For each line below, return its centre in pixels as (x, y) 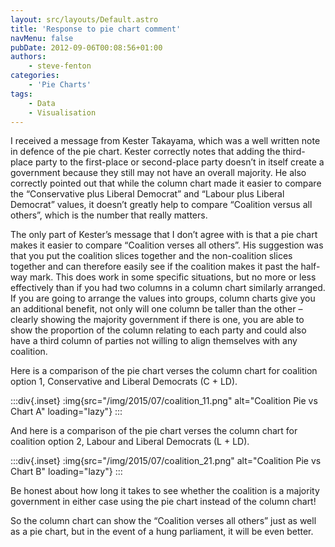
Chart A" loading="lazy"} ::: (66, 412)
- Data (42, 103)
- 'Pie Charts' (60, 85)
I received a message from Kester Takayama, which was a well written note (165, 141)
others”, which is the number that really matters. (109, 215)
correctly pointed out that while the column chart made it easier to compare (166, 183)
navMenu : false (42, 38)
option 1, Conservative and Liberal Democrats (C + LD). (124, 382)
